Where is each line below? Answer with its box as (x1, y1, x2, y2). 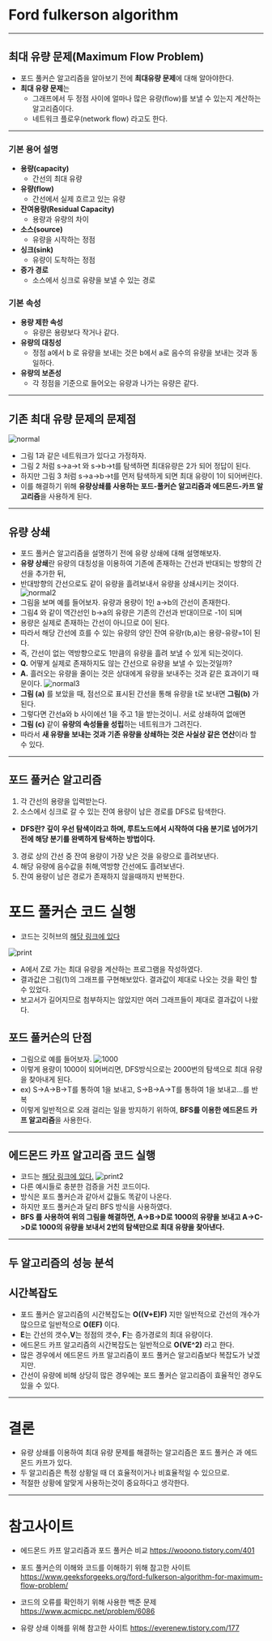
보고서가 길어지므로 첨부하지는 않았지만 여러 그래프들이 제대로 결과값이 (19, 995, 244, 1004)
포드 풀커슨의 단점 (8, 1031, 92, 1045)
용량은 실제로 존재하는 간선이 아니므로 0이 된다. (19, 617, 170, 627)
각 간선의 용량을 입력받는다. (19, 796, 108, 805)
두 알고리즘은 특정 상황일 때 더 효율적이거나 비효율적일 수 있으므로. (19, 1468, 230, 1478)
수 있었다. (19, 984, 51, 994)
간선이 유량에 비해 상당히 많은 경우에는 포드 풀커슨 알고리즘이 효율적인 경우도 (19, 1370, 263, 1380)
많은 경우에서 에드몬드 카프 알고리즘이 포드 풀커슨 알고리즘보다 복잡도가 (19, 1350, 245, 1359)
